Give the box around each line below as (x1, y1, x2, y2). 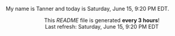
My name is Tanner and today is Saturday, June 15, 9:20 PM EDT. (5, 5, 170, 12)
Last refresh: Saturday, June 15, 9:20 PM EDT (45, 23, 159, 30)
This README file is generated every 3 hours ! (44, 17, 160, 23)
